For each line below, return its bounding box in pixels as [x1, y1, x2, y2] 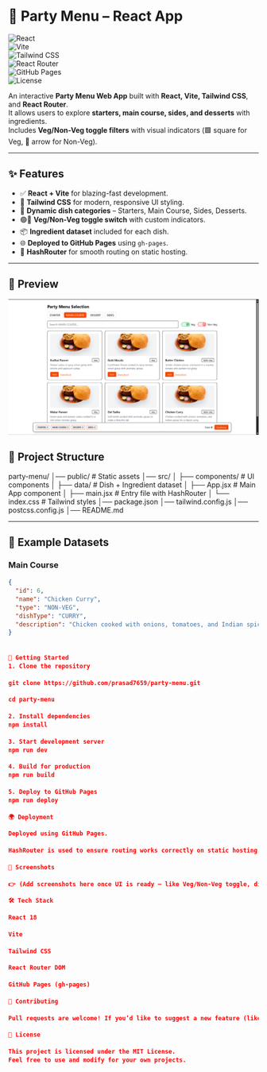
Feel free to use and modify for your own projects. [8, 1056, 187, 1064]
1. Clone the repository [8, 662, 91, 670]
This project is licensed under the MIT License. [8, 1048, 176, 1056]
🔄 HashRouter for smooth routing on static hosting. [19, 246, 188, 257]
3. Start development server [8, 737, 105, 745]
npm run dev [8, 746, 48, 754]
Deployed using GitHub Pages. [8, 830, 109, 838]
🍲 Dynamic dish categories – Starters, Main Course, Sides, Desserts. [19, 206, 247, 215]
